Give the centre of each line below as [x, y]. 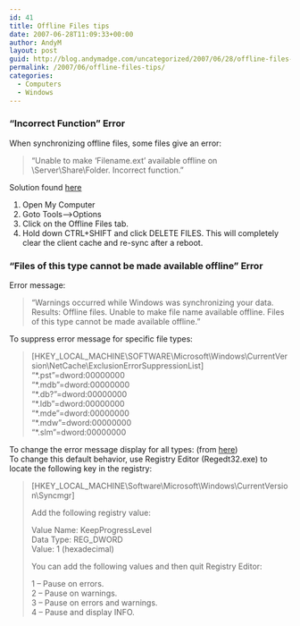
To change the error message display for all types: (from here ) [124, 450]
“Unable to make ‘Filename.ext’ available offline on [124, 160]
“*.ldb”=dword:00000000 [78, 404]
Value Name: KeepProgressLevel [91, 530]
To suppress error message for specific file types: [101, 339]
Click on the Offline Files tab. [75, 224]
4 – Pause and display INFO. [83, 613]
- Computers [40, 84]
